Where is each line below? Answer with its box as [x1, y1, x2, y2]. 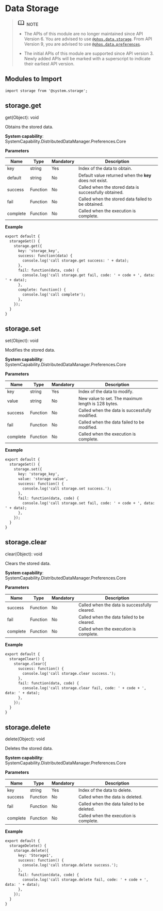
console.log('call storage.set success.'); [22, 486, 112, 491]
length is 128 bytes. [78, 401, 118, 407]
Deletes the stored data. [5, 746, 53, 751]
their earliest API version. [24, 61, 75, 66]
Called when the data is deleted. [78, 794, 143, 800]
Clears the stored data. [5, 560, 51, 566]
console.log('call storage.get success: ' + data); [22, 258, 130, 263]
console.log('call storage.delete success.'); [22, 863, 118, 868]
